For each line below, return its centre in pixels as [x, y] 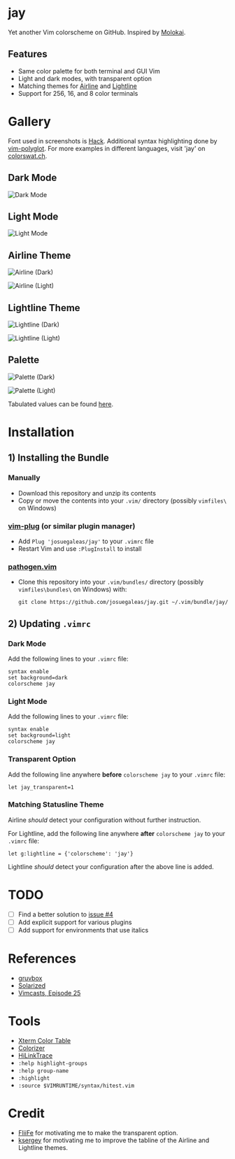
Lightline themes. [43, 1147]
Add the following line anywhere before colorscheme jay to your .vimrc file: [117, 775]
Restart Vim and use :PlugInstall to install [80, 548]
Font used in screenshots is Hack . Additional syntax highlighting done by [113, 141]
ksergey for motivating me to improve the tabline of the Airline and [114, 1140]
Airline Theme [40, 255]
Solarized [32, 985]
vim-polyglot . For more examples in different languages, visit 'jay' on [107, 148]
